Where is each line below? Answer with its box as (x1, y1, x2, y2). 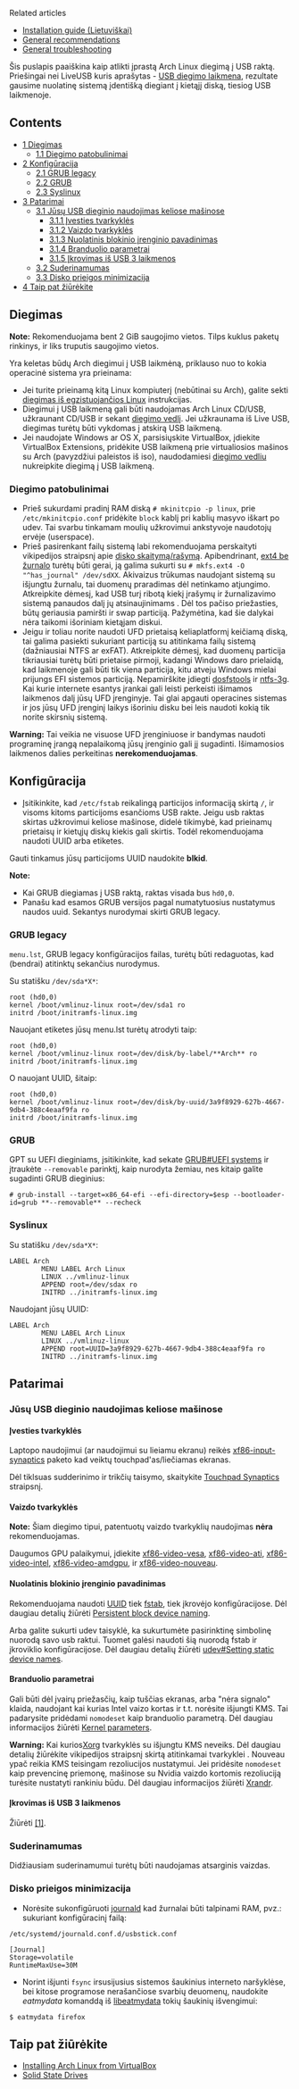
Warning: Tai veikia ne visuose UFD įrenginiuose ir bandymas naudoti (9, 728, 266, 739)
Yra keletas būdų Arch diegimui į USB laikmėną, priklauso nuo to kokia (9, 357, 267, 369)
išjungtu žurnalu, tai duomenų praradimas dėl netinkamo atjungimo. (21, 578, 270, 589)
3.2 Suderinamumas (35, 262, 110, 273)
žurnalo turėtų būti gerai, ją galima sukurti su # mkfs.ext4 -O (21, 560, 245, 570)
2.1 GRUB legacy (35, 167, 96, 178)
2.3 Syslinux (35, 187, 81, 197)
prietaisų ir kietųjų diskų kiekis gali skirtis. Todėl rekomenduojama (21, 826, 264, 836)
